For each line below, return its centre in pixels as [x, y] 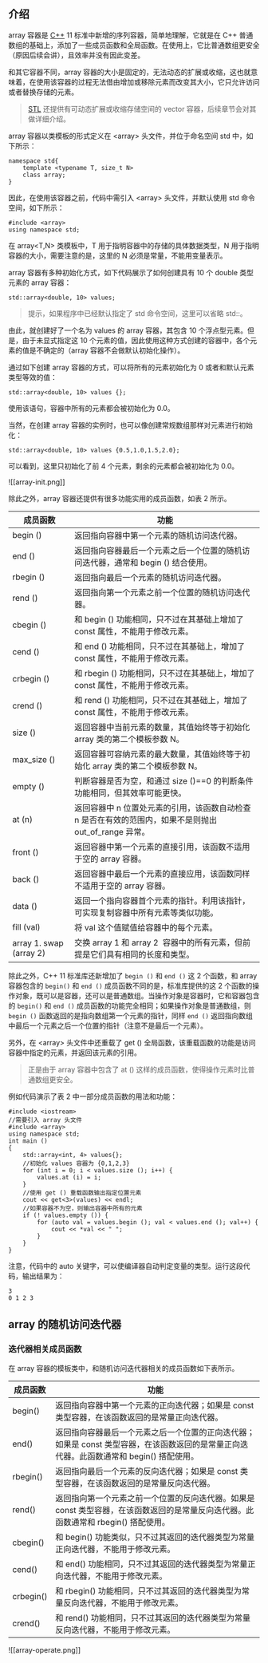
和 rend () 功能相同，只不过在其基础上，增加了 [162, 700]
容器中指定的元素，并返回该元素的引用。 [75, 1053]
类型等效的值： [33, 377]
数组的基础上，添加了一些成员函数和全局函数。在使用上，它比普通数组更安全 [134, 45]
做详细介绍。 [49, 119]
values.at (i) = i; [69, 1177]
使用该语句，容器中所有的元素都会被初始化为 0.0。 [91, 408]
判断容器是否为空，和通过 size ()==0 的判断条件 [164, 780]
